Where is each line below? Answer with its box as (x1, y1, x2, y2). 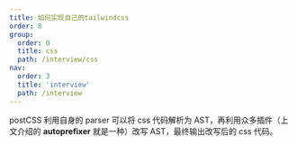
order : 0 (17, 38, 50, 48)
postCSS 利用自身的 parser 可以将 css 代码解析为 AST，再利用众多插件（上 (9, 114, 289, 125)
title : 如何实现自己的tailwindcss (9, 13, 130, 23)
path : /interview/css (17, 55, 99, 64)
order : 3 (17, 72, 50, 81)
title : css (17, 47, 58, 56)
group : (9, 30, 34, 39)
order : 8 (9, 22, 42, 31)
